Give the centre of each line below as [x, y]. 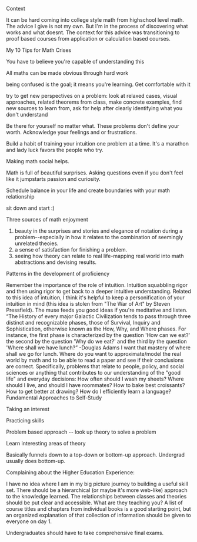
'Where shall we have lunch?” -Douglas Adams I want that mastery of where [98, 348]
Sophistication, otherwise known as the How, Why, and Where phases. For [96, 329]
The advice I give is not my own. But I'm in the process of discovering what [97, 26]
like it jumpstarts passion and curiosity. [54, 179]
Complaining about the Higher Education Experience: [71, 472]
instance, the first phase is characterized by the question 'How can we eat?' [98, 335]
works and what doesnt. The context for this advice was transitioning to [93, 32]
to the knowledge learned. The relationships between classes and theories [96, 496]
